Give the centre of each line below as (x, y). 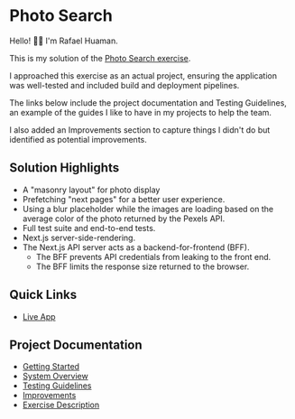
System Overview (55, 377)
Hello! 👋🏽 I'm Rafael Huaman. (64, 41)
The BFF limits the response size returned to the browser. (143, 266)
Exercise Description (61, 405)
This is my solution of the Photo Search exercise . (100, 58)
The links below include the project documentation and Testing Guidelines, (148, 102)
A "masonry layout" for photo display (91, 190)
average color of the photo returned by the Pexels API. (124, 219)
